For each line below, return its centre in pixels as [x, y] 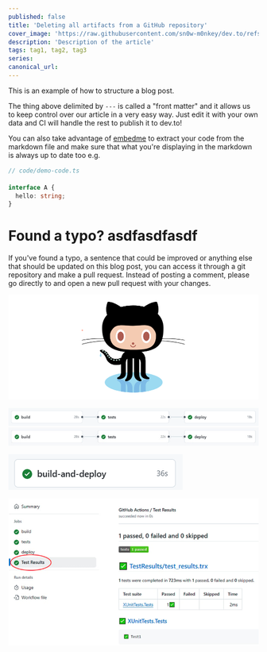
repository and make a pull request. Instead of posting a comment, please [129, 275]
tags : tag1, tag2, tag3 [48, 50]
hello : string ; [41, 196]
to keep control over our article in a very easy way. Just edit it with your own [133, 114]
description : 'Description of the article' [81, 42]
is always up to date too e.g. [54, 155]
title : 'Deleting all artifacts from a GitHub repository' [108, 25]
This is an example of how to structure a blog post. [91, 91]
